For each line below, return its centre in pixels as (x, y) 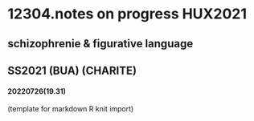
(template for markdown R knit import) (71, 109)
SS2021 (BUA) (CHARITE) (72, 70)
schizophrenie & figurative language (100, 44)
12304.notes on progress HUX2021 (127, 14)
